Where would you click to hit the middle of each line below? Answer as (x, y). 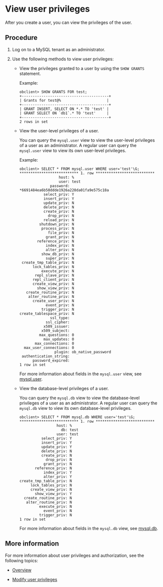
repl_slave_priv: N (54, 275)
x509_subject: (55, 330)
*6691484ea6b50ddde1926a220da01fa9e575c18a (64, 190)
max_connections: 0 (54, 343)
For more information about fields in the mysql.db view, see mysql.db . (89, 528)
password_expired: (51, 360)
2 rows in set (34, 122)
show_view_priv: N (55, 288)
